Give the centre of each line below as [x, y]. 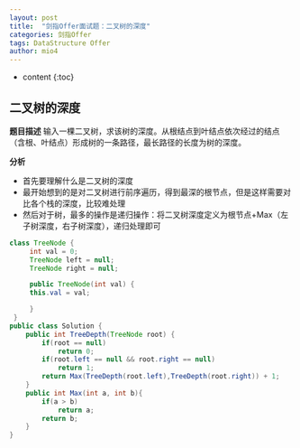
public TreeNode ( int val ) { [82, 285]
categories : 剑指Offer [50, 34]
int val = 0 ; [54, 251]
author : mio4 [34, 51]
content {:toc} [48, 77]
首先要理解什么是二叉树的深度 [77, 181]
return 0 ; [76, 351]
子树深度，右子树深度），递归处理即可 [91, 226]
